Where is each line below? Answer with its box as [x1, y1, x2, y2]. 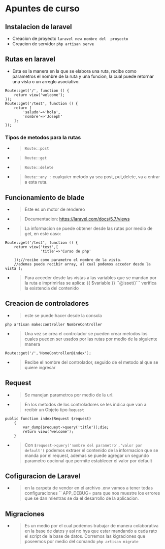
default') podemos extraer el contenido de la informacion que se [24, 447, 159, 453]
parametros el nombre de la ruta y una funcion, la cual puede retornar [12, 73, 154, 79]
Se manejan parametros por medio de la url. [24, 392, 114, 398]
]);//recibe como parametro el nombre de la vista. [14, 257, 122, 262]
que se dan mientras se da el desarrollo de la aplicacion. [24, 495, 139, 501]
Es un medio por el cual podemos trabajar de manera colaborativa [24, 523, 159, 529]
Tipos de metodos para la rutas [5, 134, 81, 141]
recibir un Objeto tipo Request [24, 407, 85, 413]
